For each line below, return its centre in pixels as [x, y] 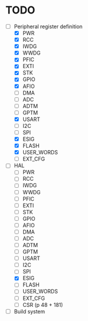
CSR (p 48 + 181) [43, 305]
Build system [29, 311]
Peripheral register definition [48, 26]
